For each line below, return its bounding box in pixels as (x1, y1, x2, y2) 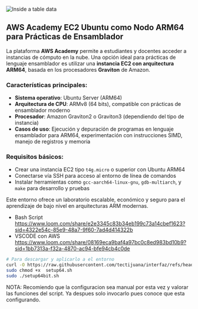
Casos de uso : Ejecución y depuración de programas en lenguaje (14, 125, 174, 132)
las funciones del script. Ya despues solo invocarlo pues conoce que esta (6, 290, 185, 297)
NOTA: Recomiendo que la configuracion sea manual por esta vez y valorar (6, 283, 189, 291)
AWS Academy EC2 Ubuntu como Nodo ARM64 (6, 22, 184, 32)
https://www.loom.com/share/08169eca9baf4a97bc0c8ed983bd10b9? (14, 239, 187, 246)
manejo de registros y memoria (14, 138, 91, 145)
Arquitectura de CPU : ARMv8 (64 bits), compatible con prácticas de (14, 101, 181, 108)
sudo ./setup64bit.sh (6, 273, 60, 279)
